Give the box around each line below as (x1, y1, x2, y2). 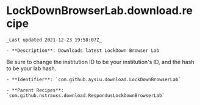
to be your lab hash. (6, 65, 57, 72)
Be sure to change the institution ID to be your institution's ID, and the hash (6, 58, 195, 65)
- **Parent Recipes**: (6, 87, 64, 93)
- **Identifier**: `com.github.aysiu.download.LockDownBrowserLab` (6, 76, 182, 82)
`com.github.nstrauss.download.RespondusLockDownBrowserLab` (6, 92, 165, 98)
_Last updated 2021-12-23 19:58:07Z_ (6, 37, 102, 43)
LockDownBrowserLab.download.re (6, 4, 193, 18)
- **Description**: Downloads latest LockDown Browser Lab (6, 47, 160, 54)
